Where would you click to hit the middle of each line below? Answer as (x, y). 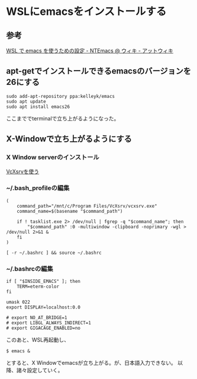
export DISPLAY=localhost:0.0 (43, 308)
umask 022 (18, 302)
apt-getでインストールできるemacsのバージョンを (98, 71)
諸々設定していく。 (40, 370)
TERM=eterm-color (38, 287)
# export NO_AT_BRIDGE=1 (37, 318)
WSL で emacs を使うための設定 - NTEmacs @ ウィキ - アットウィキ (90, 51)
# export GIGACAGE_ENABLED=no (43, 328)
